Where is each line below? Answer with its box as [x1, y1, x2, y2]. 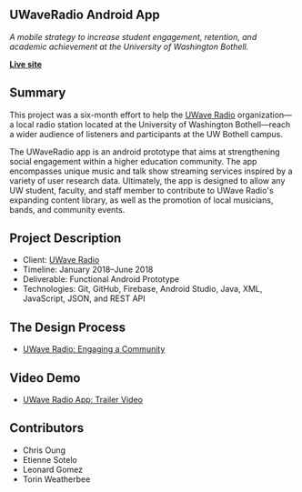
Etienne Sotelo [22, 454, 77, 465]
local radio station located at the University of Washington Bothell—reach [15, 118, 291, 130]
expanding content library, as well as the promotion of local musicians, [9, 195, 274, 206]
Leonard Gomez [22, 464, 84, 475]
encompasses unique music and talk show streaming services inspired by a [9, 166, 293, 176]
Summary [9, 85, 66, 101]
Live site [9, 58, 43, 69]
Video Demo [9, 370, 81, 386]
